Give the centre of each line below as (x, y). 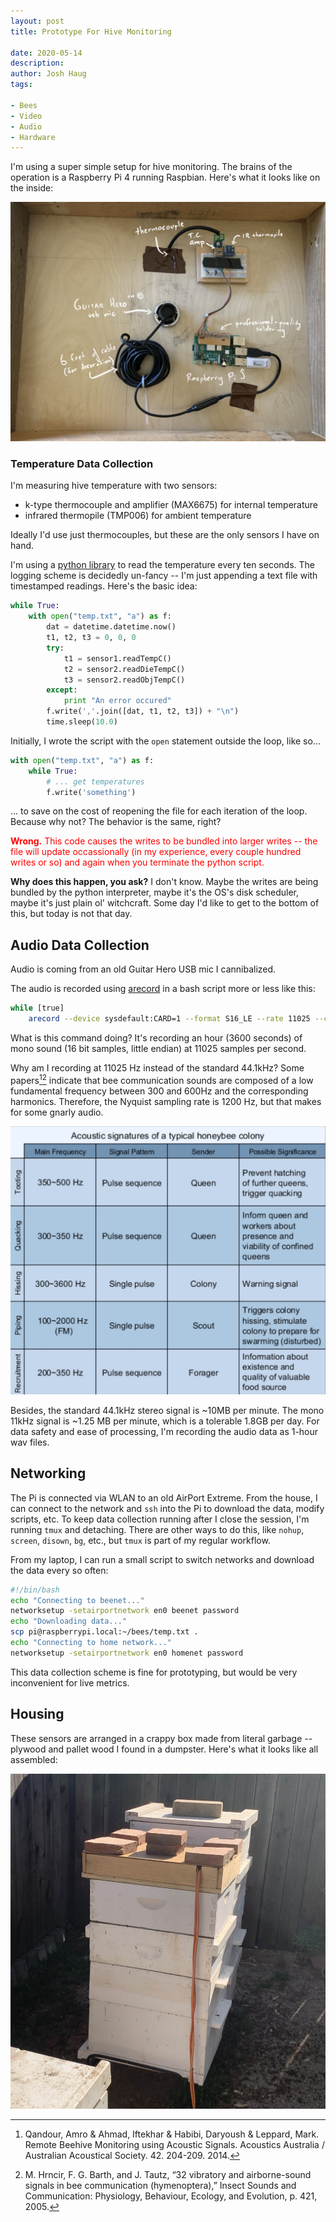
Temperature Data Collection (82, 464)
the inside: (32, 188)
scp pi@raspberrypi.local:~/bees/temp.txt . (104, 1632)
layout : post (37, 21)
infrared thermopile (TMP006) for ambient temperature (138, 516)
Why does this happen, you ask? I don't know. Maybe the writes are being (164, 882)
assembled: (34, 1759)
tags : (21, 85)
